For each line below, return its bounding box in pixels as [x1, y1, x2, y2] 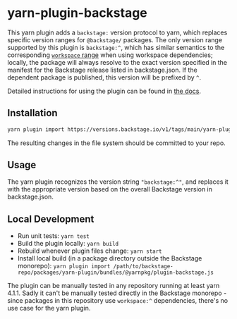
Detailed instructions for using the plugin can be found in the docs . [7, 87, 202, 95]
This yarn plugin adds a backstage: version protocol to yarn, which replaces [7, 28, 228, 37]
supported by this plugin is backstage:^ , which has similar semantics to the [7, 43, 225, 51]
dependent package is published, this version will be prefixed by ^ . [7, 73, 202, 82]
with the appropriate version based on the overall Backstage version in [7, 185, 213, 194]
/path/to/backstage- [113, 263, 174, 270]
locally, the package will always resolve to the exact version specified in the [7, 58, 228, 66]
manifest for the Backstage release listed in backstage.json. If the [7, 65, 197, 74]
